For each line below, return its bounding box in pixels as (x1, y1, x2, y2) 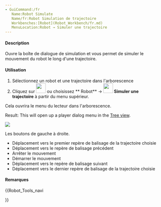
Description (5, 40, 30, 46)
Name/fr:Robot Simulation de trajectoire (11, 16, 97, 21)
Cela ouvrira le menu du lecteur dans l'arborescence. (5, 103, 112, 109)
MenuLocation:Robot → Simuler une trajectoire (11, 25, 108, 30)
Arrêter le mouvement (12, 150, 56, 156)
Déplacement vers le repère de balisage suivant (12, 161, 108, 166)
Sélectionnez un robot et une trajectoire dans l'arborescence (12, 78, 134, 84)
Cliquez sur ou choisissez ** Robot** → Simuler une (12, 88, 139, 94)
